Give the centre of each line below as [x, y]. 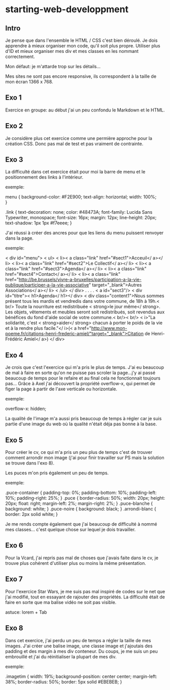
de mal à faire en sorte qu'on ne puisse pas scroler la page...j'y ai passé [80, 373]
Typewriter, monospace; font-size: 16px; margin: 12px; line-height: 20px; [81, 218]
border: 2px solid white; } [32, 514]
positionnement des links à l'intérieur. [44, 177]
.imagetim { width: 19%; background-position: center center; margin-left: [81, 676]
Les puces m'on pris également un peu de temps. [57, 473]
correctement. [20, 56]
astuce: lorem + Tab [26, 612]
